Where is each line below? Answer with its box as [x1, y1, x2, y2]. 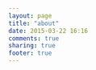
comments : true [8, 34, 60, 43]
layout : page [8, 11, 52, 20]
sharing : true [8, 42, 56, 50]
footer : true [8, 49, 52, 57]
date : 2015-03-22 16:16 [8, 27, 89, 35]
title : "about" [8, 19, 60, 27]
